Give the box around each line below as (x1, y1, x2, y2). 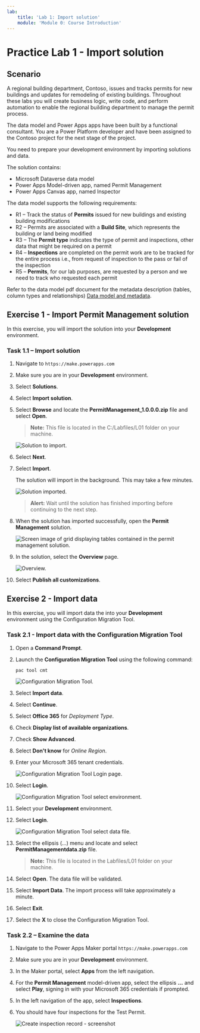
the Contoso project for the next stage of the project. (7, 135, 136, 142)
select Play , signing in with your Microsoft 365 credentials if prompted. (15, 985, 190, 992)
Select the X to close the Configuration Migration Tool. (15, 916, 149, 923)
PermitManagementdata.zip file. (15, 845, 98, 852)
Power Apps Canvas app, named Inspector (15, 188, 121, 195)
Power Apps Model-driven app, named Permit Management (15, 182, 162, 189)
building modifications (15, 217, 70, 225)
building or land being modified (15, 230, 92, 237)
